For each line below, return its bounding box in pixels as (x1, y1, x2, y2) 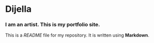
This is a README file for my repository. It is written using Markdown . (5, 32, 149, 38)
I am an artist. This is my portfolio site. (5, 21, 100, 28)
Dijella (5, 3, 32, 15)
